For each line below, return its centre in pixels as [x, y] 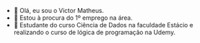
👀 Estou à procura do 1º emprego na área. [73, 18]
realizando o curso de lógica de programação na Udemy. [94, 32]
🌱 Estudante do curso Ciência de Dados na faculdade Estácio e [103, 25]
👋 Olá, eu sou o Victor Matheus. [59, 11]
